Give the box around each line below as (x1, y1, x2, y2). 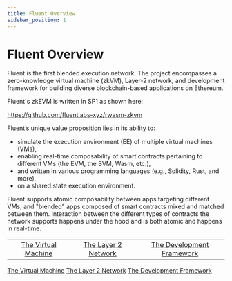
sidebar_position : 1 (7, 17, 67, 24)
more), (17, 174, 37, 183)
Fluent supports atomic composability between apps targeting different (7, 195, 210, 203)
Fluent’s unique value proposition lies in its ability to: (7, 124, 155, 132)
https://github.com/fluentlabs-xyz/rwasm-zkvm (7, 111, 143, 119)
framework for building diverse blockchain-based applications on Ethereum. (7, 84, 224, 92)
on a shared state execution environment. (17, 181, 136, 190)
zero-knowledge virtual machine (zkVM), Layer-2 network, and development (7, 77, 225, 85)
